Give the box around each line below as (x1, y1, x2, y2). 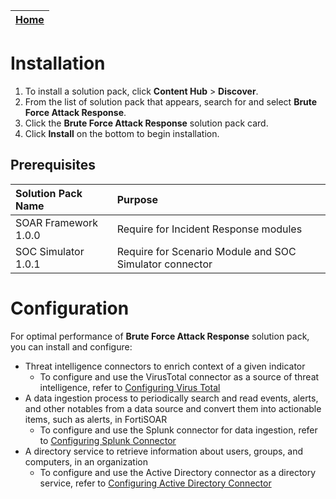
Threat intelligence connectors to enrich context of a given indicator (24, 360, 306, 372)
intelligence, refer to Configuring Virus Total (39, 381, 221, 393)
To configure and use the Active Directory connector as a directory (39, 466, 317, 478)
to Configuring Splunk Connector (39, 434, 177, 446)
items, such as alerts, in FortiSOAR (24, 413, 168, 425)
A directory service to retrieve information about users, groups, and (24, 445, 304, 457)
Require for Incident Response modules (116, 222, 303, 236)
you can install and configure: (10, 340, 133, 353)
